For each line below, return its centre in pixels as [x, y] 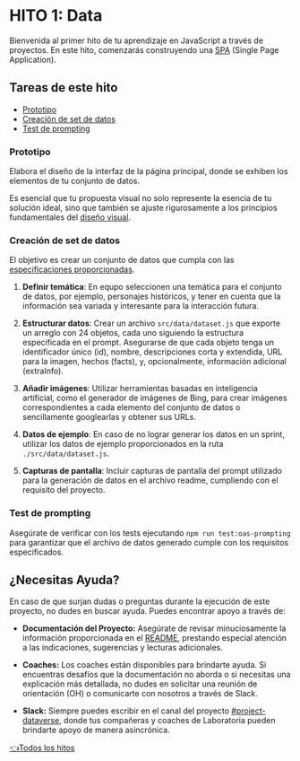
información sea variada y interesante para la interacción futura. [141, 306]
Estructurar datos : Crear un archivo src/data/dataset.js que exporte [151, 323]
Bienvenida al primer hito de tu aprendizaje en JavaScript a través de [137, 40]
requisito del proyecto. [64, 490]
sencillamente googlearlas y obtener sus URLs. [109, 417]
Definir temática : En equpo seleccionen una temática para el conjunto [152, 287]
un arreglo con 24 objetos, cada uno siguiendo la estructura [133, 333]
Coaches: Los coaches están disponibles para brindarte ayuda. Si [144, 665]
